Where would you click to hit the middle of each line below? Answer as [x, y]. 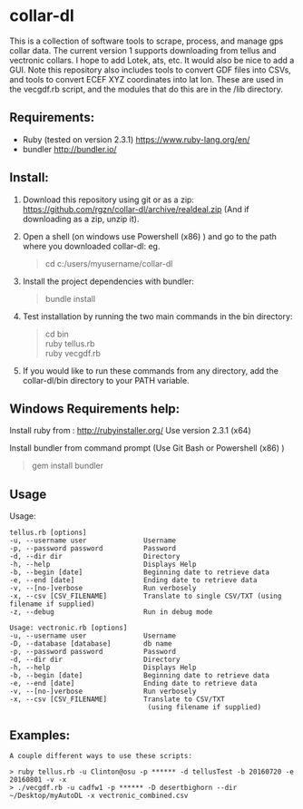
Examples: [40, 735]
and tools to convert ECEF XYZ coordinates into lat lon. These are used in [147, 79]
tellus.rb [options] [49, 533]
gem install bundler [68, 466]
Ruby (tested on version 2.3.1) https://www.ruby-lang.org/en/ [136, 139]
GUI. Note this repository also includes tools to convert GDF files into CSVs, [151, 70]
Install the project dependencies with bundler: [108, 281]
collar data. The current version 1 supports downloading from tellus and [143, 50]
